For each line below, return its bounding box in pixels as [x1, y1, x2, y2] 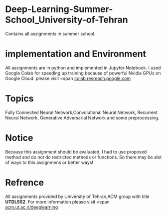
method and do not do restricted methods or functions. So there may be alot [5, 154, 162, 160]
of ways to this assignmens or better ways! [5, 159, 94, 165]
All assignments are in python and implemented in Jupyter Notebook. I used [5, 64, 161, 70]
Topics [5, 93, 34, 104]
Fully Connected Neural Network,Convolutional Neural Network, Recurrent [5, 109, 158, 115]
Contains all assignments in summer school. [5, 30, 96, 36]
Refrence [5, 176, 44, 188]
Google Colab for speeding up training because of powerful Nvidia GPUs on [5, 70, 161, 76]
